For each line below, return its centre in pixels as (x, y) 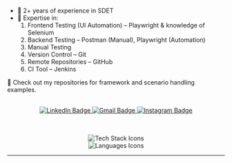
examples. (22, 90)
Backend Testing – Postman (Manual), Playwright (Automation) (116, 40)
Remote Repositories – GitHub (70, 62)
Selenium (41, 32)
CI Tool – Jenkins (52, 69)
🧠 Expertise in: (38, 18)
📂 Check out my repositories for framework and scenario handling (101, 82)
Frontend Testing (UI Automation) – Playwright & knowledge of (116, 25)
